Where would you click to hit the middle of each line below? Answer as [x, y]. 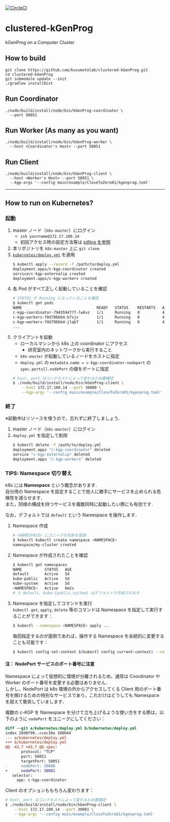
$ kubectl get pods [33, 303]
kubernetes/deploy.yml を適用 [44, 255]
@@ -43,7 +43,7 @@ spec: [31, 747]
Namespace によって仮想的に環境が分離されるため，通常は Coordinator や [83, 676]
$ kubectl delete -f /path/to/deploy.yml [57, 445]
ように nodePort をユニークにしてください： [60, 719]
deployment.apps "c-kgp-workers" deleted [57, 459]
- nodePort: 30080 [30, 766]
